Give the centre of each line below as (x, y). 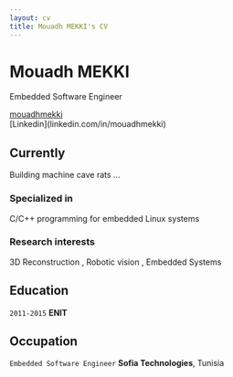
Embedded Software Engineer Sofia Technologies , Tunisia (117, 363)
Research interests (53, 242)
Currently (37, 153)
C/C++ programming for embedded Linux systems (105, 218)
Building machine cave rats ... (65, 175)
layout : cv (30, 18)
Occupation (43, 342)
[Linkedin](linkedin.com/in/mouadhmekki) (88, 124)
